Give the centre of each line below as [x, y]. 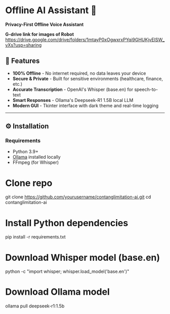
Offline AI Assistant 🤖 [51, 10]
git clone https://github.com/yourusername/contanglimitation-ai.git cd [78, 197]
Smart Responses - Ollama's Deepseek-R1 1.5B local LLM [73, 100]
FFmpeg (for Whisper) [36, 162]
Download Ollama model [57, 292]
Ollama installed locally [36, 157]
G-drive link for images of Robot [40, 34]
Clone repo [29, 183]
